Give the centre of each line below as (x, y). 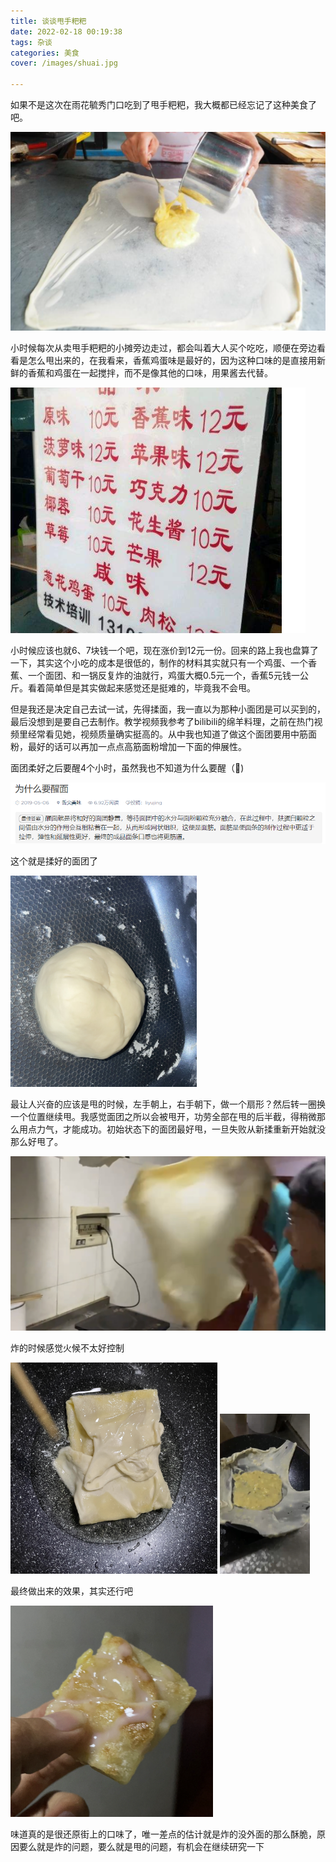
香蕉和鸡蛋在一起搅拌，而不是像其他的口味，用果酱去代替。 (150, 373)
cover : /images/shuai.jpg (64, 63)
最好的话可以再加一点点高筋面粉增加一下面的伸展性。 (137, 747)
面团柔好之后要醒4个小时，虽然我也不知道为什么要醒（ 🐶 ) (127, 768)
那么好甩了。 (36, 1141)
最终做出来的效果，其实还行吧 (71, 1591)
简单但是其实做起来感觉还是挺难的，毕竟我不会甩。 (150, 688)
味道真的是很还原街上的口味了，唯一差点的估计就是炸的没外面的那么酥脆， (163, 1834)
